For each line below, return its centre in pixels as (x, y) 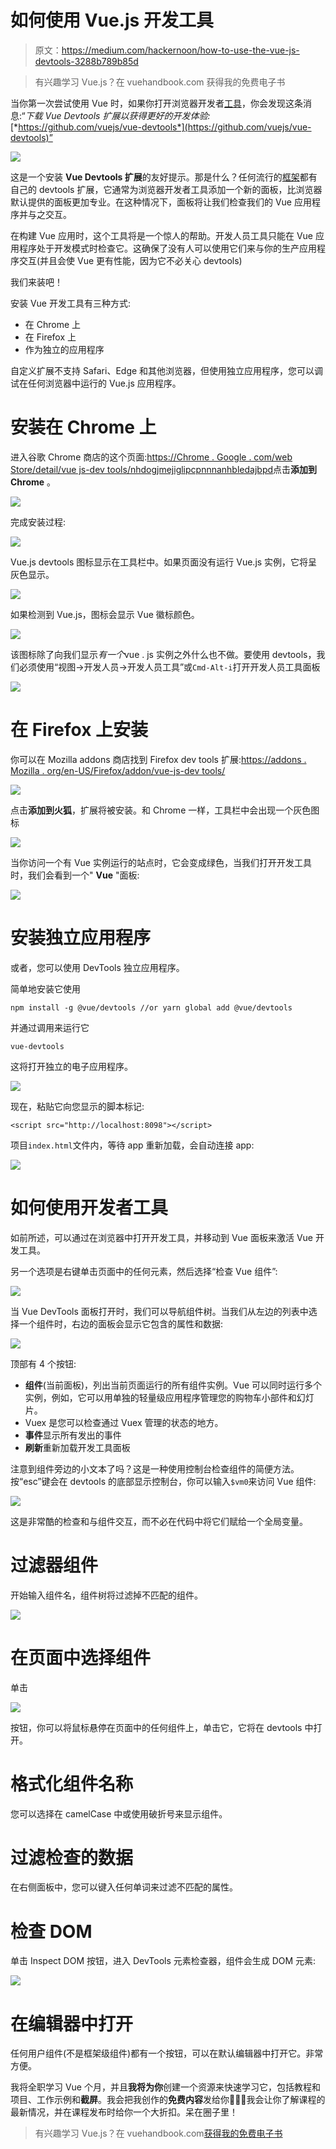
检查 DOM (51, 1931)
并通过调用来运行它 (50, 1027)
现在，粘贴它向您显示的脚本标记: (77, 1106)
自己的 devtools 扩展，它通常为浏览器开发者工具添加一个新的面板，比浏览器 (166, 189)
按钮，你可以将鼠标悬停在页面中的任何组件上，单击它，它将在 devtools (156, 1727)
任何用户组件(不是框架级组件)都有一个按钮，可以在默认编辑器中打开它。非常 (167, 2053)
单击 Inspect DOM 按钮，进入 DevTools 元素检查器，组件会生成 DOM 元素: (163, 1961)
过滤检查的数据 (72, 1857)
